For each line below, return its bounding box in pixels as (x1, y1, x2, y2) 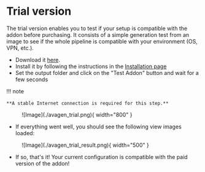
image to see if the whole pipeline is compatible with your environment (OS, (6, 37, 198, 45)
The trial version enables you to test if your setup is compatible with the (6, 25, 188, 32)
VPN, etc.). (6, 44, 34, 52)
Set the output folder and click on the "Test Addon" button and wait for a (15, 69, 199, 76)
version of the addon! (15, 160, 70, 167)
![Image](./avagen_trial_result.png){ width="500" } (21, 141, 149, 149)
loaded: (15, 129, 35, 136)
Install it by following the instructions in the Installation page (15, 63, 167, 70)
